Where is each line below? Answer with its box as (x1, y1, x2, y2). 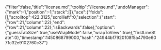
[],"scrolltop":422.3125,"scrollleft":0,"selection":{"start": (5, 14, 116, 20)
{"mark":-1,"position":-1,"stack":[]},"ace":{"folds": (5, 9, 104, 15)
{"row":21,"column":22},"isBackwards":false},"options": (5, 25, 115, 30)
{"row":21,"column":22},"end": (5, 19, 65, 25)
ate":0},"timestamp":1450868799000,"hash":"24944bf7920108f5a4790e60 (5, 35, 157, 40)
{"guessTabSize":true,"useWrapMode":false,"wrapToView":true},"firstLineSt (5, 30, 156, 35)
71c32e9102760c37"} (5, 40, 48, 45)
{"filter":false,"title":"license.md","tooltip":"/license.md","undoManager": (5, 4, 149, 10)
